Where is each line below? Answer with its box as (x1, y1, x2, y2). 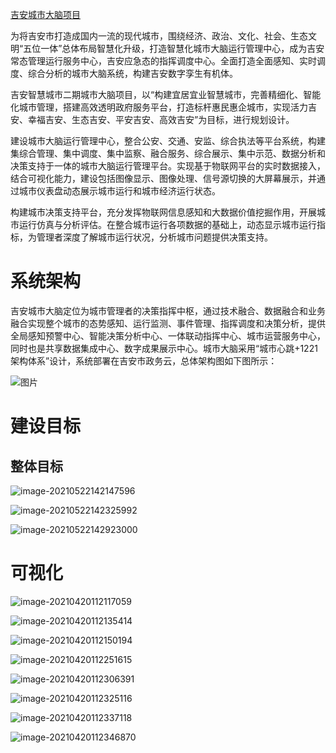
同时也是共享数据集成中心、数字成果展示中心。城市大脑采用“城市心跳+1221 (10, 342, 318, 354)
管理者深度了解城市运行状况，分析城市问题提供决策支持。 (36, 231, 273, 243)
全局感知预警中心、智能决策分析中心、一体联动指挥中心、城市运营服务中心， (10, 329, 326, 342)
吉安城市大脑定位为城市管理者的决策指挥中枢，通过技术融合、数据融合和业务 (10, 304, 326, 317)
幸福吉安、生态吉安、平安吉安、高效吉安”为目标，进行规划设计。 (27, 114, 295, 125)
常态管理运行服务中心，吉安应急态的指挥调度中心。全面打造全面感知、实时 (10, 55, 317, 67)
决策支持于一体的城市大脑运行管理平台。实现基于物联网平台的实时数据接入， (10, 160, 326, 172)
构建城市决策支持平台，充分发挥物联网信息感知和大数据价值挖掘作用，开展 (10, 206, 317, 218)
